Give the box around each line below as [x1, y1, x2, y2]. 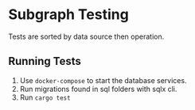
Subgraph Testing [8, 6, 129, 24]
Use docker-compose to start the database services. [19, 75, 187, 85]
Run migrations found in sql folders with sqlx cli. [19, 84, 177, 93]
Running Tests [8, 55, 81, 68]
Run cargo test [19, 93, 71, 102]
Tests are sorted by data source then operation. [8, 32, 165, 41]
